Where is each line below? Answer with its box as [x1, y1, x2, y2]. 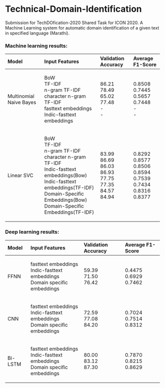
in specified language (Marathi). [5, 30, 70, 36]
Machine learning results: [5, 42, 68, 49]
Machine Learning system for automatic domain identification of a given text [5, 25, 160, 30]
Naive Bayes [7, 99, 36, 106]
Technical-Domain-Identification [5, 3, 142, 15]
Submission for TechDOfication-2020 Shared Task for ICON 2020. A [5, 20, 143, 26]
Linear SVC [7, 172, 33, 179]
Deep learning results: [5, 228, 59, 235]
